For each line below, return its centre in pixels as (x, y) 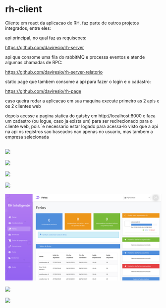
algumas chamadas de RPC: (34, 62)
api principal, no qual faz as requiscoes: (46, 38)
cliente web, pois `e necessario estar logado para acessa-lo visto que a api (82, 126)
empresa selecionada (27, 137)
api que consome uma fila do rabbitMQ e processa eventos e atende (75, 57)
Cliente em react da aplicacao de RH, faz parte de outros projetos (72, 23)
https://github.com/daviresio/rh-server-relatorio (54, 72)
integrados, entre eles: (28, 28)
